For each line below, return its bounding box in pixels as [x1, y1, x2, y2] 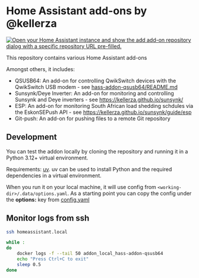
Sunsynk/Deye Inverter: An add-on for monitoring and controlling [14, 90, 174, 97]
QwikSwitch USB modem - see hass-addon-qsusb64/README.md [14, 83, 178, 90]
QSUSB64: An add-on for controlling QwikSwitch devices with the [14, 77, 176, 84]
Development [6, 132, 58, 142]
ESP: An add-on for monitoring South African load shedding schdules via [14, 102, 194, 109]
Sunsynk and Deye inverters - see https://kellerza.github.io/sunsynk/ [14, 96, 184, 103]
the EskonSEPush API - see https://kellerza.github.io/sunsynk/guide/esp [14, 108, 192, 116]
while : [6, 239, 26, 245]
